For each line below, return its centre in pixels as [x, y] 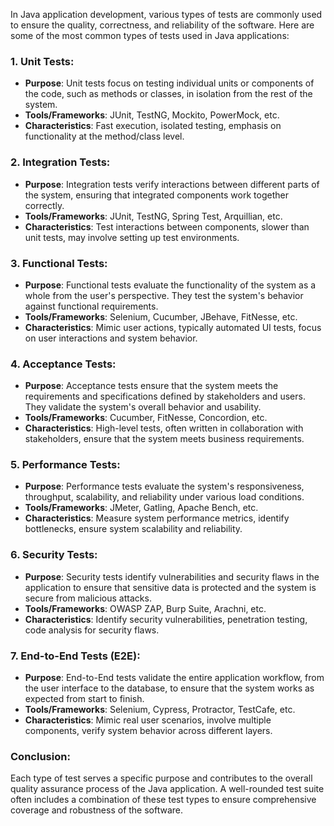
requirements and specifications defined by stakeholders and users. [165, 396]
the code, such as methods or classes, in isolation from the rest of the [168, 94]
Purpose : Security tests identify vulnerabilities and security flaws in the [172, 576]
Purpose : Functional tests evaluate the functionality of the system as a [170, 285]
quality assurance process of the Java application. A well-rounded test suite [167, 789]
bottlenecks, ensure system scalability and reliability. [133, 529]
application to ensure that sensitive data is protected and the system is [170, 587]
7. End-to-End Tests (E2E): [75, 656]
